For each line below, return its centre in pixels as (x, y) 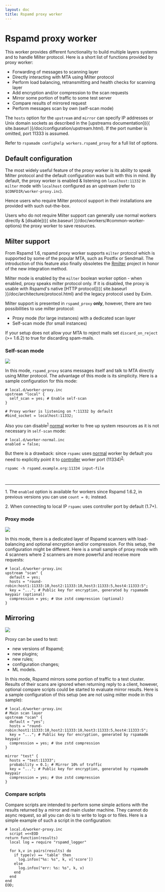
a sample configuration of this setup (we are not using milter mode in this (79, 694)
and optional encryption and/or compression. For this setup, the (91, 544)
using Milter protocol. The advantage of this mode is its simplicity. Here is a (81, 376)
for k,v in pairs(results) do (40, 851)
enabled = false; (23, 445)
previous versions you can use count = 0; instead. (56, 497)
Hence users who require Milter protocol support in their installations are (79, 201)
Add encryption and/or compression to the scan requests (70, 93)
